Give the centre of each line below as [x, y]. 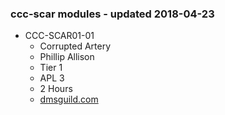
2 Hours [56, 89]
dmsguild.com [69, 99]
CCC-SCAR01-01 [59, 36]
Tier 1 [51, 68]
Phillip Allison [67, 57]
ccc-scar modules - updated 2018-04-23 [112, 14]
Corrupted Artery [75, 46]
